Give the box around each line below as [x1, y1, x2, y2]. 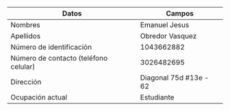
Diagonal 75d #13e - [140, 73, 209, 82]
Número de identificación [10, 42, 92, 52]
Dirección [10, 78, 42, 86]
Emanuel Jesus [140, 20, 190, 29]
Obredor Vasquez [140, 31, 197, 40]
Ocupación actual [10, 93, 67, 101]
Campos [166, 9, 194, 18]
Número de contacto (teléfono [10, 54, 108, 63]
